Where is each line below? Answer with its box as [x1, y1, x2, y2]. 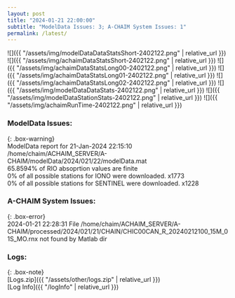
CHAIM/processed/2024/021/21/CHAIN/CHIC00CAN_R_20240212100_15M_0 [7, 227, 229, 235]
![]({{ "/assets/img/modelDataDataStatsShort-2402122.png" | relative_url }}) [7, 49, 227, 57]
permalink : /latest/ [7, 29, 68, 37]
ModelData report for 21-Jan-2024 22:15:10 [7, 141, 133, 150]
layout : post [7, 10, 46, 17]
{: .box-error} [7, 212, 46, 220]
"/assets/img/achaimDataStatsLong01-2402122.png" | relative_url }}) [16, 71, 215, 80]
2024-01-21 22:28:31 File [7, 220, 79, 228]
